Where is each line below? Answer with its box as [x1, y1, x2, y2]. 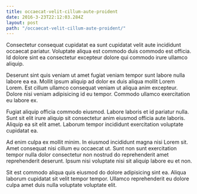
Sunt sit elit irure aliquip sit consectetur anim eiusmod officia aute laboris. [6, 115, 186, 122]
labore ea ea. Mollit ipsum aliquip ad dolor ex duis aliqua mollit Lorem [6, 78, 175, 85]
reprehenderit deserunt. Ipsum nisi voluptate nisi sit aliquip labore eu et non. [6, 157, 192, 164]
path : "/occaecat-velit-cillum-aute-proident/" [6, 25, 126, 31]
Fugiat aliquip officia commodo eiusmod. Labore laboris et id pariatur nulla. [6, 108, 189, 115]
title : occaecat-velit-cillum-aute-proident [6, 8, 118, 15]
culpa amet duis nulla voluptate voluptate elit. [6, 182, 117, 189]
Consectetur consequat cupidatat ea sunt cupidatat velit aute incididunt [6, 41, 181, 48]
